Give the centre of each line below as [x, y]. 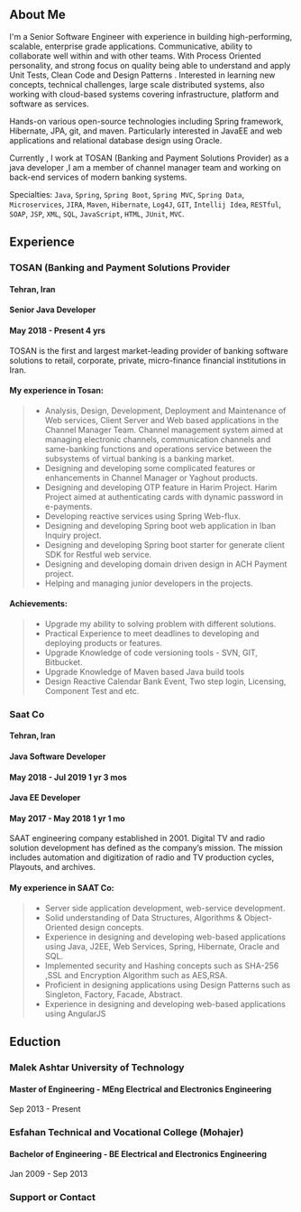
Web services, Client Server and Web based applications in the [162, 420]
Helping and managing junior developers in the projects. [149, 583]
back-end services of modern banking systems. [98, 177]
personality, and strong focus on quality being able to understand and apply [150, 65]
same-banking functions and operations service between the [158, 449]
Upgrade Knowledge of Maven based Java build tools [145, 671]
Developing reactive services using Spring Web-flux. [143, 516]
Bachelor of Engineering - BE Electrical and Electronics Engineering [138, 1153]
